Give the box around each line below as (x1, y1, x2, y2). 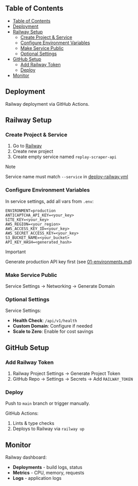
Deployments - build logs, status (12, 464, 83, 470)
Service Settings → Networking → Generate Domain (5, 283, 115, 289)
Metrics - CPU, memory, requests (12, 470, 84, 476)
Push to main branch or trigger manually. (5, 400, 90, 406)
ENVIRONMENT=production (5, 208, 56, 213)
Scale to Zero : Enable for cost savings (12, 328, 94, 334)
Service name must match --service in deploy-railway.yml (5, 174, 129, 180)
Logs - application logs (12, 475, 62, 481)
